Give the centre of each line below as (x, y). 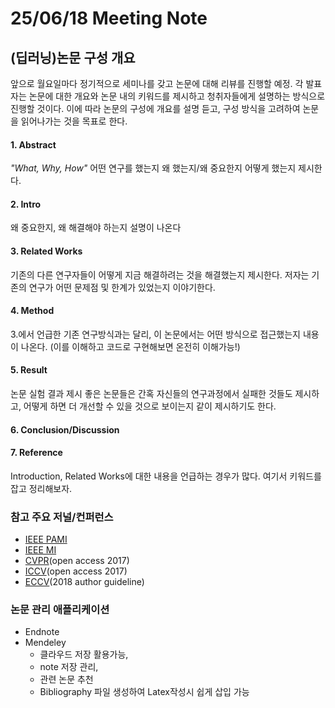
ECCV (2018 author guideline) (84, 582)
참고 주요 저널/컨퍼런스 (62, 517)
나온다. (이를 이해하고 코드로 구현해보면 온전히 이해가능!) (130, 346)
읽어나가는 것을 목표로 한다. (74, 121)
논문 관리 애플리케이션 (60, 610)
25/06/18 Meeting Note (109, 18)
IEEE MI (40, 550)
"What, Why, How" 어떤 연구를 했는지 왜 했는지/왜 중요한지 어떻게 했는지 (153, 168)
